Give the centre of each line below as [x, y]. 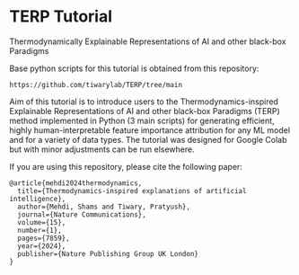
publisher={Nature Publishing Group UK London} [108, 253]
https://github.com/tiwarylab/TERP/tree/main [96, 84]
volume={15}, [42, 222]
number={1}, [40, 230]
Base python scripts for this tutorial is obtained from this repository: [134, 68]
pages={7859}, [44, 238]
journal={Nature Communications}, [82, 214]
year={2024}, [42, 246]
